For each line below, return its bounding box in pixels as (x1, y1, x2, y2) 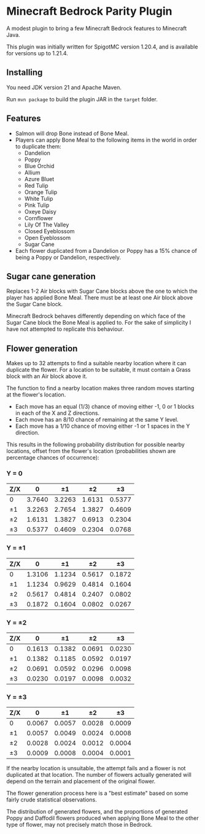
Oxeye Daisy (24, 207, 56, 215)
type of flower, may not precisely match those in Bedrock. (6, 821, 153, 828)
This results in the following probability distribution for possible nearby (6, 441, 185, 449)
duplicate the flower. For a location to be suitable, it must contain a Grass (6, 366, 191, 374)
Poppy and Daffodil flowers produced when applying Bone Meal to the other (6, 814, 199, 822)
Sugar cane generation (6, 271, 96, 282)
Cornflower (24, 214, 53, 222)
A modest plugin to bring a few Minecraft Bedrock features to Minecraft (6, 25, 187, 32)
